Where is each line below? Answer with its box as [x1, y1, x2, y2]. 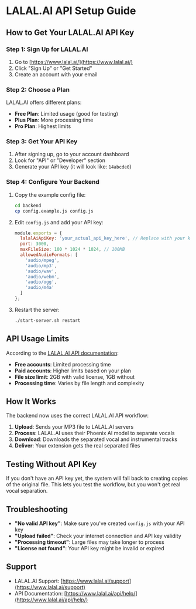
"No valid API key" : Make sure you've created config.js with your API [14, 520, 185, 527]
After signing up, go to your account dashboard [14, 151, 129, 158]
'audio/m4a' [25, 285, 54, 291]
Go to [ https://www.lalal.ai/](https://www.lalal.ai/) [14, 58, 133, 65]
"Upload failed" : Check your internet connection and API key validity [14, 533, 181, 540]
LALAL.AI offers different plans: [6, 99, 82, 106]
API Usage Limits [6, 334, 69, 344]
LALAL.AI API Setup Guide [6, 4, 136, 18]
